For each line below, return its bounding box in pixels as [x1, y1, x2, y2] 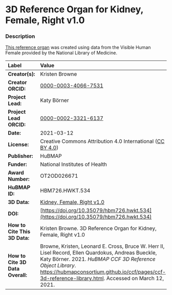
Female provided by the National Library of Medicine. [5, 50, 118, 56]
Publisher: [8, 153, 33, 160]
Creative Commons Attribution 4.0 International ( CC [40, 138, 165, 145]
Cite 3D [8, 259, 27, 266]
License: [8, 141, 29, 148]
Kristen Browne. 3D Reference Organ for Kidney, [40, 225, 157, 232]
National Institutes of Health [40, 161, 107, 168]
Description [5, 33, 35, 40]
